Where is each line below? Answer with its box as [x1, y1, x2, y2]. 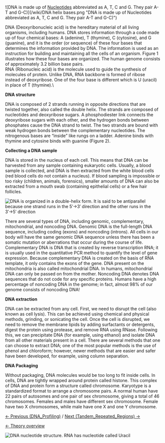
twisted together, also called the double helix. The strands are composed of [5, 106, 159, 112]
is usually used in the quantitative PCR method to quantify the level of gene [5, 250, 158, 256]
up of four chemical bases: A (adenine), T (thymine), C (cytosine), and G [5, 35, 152, 41]
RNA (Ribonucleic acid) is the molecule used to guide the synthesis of [5, 66, 147, 72]
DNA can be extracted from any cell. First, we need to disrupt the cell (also [5, 306, 157, 311]
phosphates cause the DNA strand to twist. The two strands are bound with [5, 122, 159, 128]
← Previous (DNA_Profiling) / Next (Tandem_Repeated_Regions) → [5, 413, 140, 419]
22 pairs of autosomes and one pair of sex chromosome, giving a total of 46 [5, 393, 160, 399]
